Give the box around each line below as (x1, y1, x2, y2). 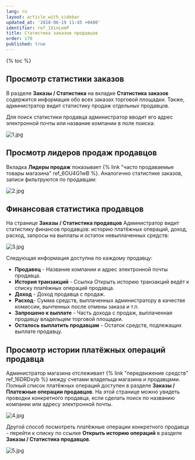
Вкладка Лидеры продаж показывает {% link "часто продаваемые (6, 163, 174, 170)
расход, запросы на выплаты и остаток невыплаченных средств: (6, 232, 169, 239)
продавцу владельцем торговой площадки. (14, 316, 124, 323)
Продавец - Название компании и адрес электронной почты (14, 266, 168, 273)
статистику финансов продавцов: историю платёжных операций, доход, (6, 226, 187, 233)
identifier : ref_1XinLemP (6, 25, 69, 31)
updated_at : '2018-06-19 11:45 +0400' (6, 19, 101, 25)
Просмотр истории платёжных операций (6, 345, 166, 355)
